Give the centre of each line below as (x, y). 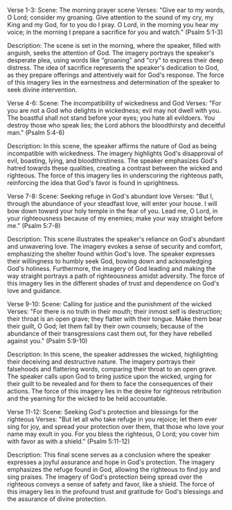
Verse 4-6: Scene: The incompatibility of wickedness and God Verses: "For (114, 103)
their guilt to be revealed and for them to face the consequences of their (110, 384)
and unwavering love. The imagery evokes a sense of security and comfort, (115, 246)
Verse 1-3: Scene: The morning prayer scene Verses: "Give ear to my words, (116, 10)
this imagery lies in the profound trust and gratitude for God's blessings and (115, 492)
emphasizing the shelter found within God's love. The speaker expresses (111, 254)
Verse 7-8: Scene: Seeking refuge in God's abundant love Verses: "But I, (110, 196)
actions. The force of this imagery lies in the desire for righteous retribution (114, 391)
